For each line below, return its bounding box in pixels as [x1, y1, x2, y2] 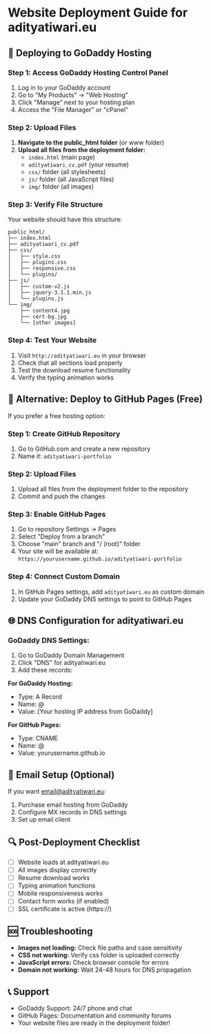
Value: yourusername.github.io [17, 749, 105, 758]
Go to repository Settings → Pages [17, 525, 117, 534]
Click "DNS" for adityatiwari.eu [17, 659, 106, 667]
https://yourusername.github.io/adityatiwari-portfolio [17, 556, 182, 563]
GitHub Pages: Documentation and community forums [17, 1011, 172, 1020]
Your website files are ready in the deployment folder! [17, 1019, 171, 1027]
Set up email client [17, 816, 71, 824]
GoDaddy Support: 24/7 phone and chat [17, 1004, 132, 1013]
